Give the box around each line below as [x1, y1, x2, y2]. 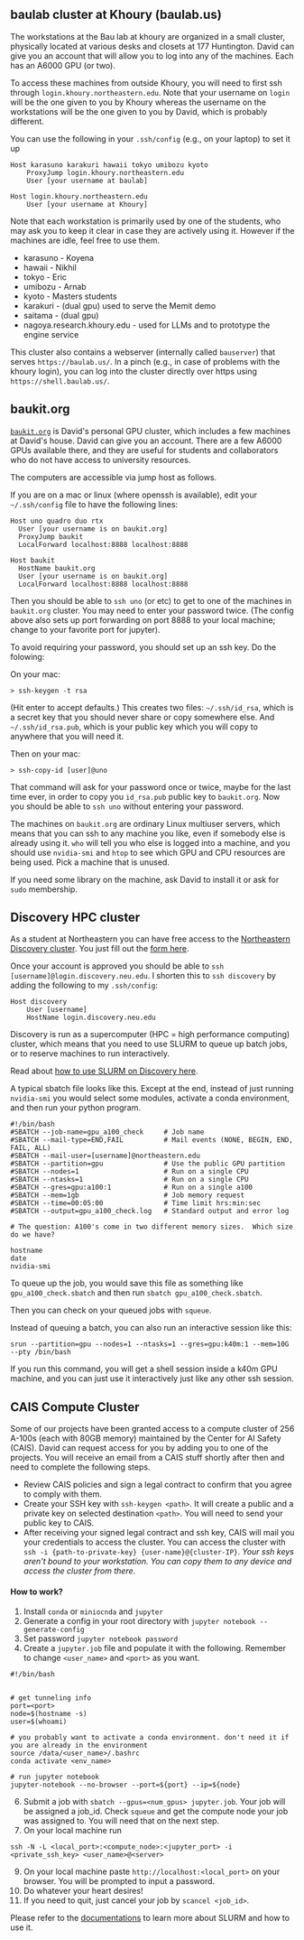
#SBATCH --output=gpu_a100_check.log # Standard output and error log [10, 1207, 290, 1216]
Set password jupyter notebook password [23, 1633, 179, 1644]
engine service [23, 329, 79, 339]
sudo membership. [10, 884, 78, 895]
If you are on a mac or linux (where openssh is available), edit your [10, 489, 258, 500]
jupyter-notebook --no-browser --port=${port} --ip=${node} [10, 1780, 242, 1790]
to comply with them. [23, 1489, 103, 1499]
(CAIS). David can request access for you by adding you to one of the [10, 1443, 269, 1453]
